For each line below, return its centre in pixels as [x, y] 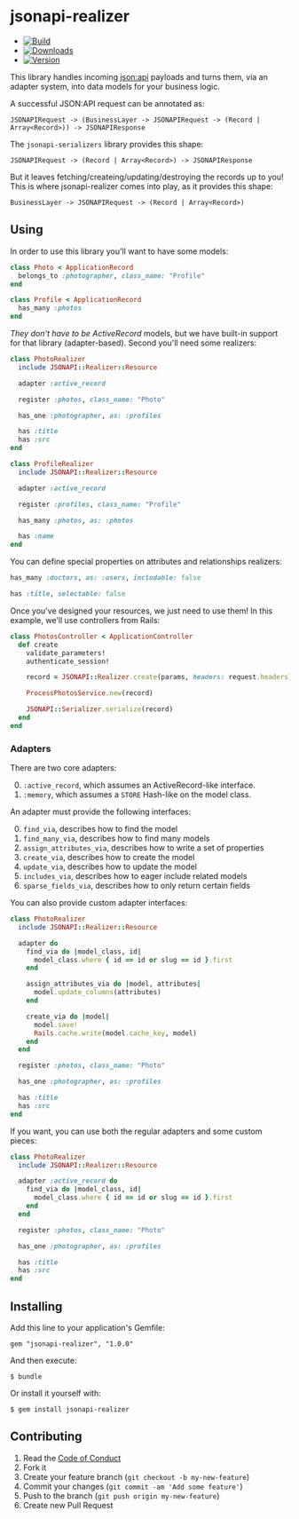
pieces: [24, 1140]
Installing [36, 1306]
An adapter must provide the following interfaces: [101, 812]
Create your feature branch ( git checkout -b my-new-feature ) [136, 1476]
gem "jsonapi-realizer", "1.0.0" [72, 1344]
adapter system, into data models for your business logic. [115, 86]
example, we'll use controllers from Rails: [85, 620]
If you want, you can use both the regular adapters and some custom [136, 1131]
